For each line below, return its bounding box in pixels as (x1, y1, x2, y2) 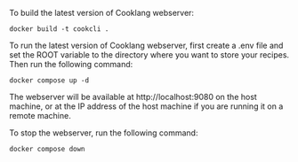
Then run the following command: (9, 59, 133, 69)
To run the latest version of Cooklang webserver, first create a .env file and (9, 40, 284, 50)
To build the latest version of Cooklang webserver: (9, 8, 194, 18)
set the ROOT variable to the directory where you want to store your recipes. (9, 50, 290, 60)
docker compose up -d (9, 76, 90, 85)
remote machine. (9, 111, 71, 120)
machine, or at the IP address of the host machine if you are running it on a (9, 101, 284, 112)
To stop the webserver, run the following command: (9, 127, 198, 138)
